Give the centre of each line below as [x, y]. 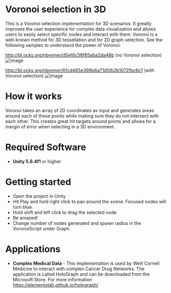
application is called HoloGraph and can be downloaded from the [81, 274]
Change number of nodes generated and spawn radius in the [77, 223]
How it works [34, 97]
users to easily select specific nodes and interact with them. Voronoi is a [81, 34]
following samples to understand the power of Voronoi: [63, 45]
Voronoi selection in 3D [56, 9]
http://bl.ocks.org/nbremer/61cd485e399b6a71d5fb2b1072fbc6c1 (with [80, 70]
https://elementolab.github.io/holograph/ [55, 285]
